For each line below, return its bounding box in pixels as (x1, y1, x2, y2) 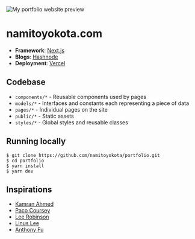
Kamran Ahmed (14, 200, 54, 208)
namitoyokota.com (6, 27, 102, 40)
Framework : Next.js (14, 46, 65, 54)
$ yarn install (6, 163, 45, 169)
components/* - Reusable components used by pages (14, 93, 146, 100)
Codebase (6, 77, 46, 88)
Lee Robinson (14, 213, 49, 220)
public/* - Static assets (14, 112, 74, 119)
